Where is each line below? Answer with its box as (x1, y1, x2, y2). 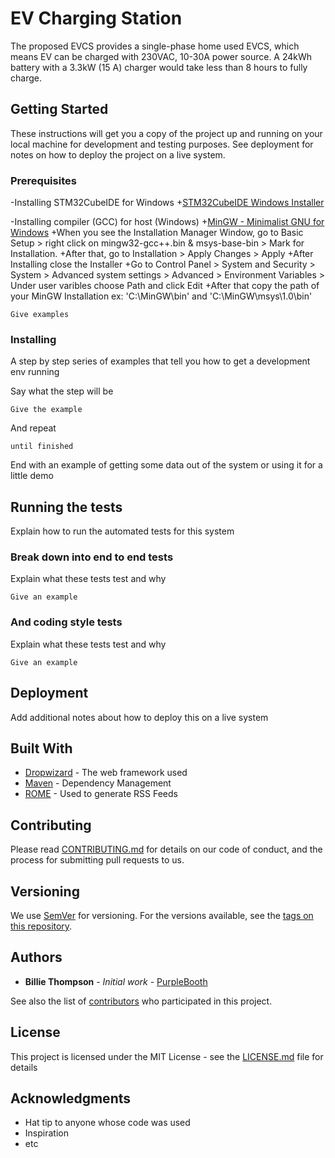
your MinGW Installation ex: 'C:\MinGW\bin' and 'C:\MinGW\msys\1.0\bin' (10, 290, 313, 302)
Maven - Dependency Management (24, 777, 172, 789)
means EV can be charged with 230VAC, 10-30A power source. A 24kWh (10, 50, 313, 62)
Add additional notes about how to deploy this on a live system (10, 711, 269, 723)
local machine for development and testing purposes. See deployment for (10, 138, 314, 150)
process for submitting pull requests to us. (10, 854, 185, 866)
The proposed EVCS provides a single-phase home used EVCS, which (10, 40, 300, 52)
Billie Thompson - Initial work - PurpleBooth (24, 975, 208, 987)
